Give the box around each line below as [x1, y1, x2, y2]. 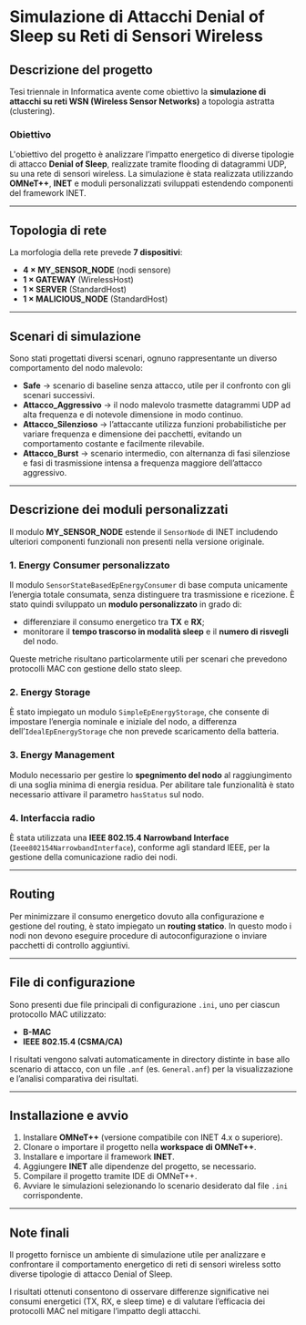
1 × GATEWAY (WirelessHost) [22, 274, 134, 285]
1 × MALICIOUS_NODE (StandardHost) [22, 293, 168, 304]
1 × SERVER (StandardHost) [22, 284, 127, 295]
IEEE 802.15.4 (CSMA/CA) [22, 1036, 123, 1047]
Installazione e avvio [9, 1107, 129, 1123]
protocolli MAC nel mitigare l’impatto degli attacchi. [9, 1306, 201, 1317]
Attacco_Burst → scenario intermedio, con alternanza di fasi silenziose [22, 447, 291, 458]
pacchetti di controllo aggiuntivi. [9, 940, 130, 950]
